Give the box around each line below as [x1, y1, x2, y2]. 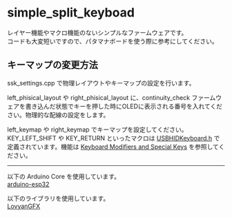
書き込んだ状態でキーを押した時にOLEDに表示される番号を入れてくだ [25, 102, 223, 110]
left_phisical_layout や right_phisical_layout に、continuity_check [7, 93, 191, 101]
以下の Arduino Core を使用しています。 [7, 172, 121, 180]
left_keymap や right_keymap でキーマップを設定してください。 [7, 125, 188, 134]
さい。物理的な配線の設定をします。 [7, 110, 110, 118]
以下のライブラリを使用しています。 [7, 194, 110, 203]
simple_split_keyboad [7, 5, 135, 21]
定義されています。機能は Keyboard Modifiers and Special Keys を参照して [7, 143, 219, 151]
